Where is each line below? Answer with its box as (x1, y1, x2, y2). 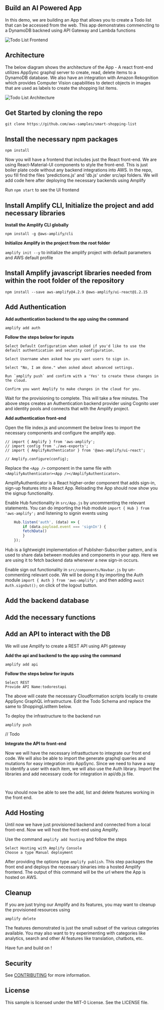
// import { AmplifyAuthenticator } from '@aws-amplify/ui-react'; (5, 448, 146, 453)
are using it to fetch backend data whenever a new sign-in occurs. (5, 557, 139, 563)
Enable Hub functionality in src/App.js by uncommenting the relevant (5, 500, 145, 505)
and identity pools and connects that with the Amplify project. (5, 405, 130, 411)
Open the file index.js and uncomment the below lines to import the (5, 425, 141, 430)
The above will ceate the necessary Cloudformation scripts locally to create (5, 693, 158, 699)
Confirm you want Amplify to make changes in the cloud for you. (5, 386, 141, 392)
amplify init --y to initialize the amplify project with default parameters (5, 250, 152, 256)
